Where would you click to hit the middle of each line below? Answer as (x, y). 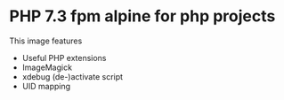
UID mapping (46, 86)
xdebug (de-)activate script (72, 76)
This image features (46, 41)
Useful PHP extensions (64, 58)
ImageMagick (47, 67)
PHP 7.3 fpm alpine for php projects (142, 16)
